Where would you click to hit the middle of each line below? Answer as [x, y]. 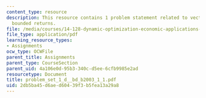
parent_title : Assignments [41, 57]
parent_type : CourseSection [42, 63]
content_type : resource [37, 12]
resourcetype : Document [37, 74]
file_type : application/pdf [42, 35]
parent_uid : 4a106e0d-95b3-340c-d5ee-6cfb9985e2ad [72, 68]
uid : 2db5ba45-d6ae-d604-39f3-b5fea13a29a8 [63, 86]
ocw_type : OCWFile [30, 52]
